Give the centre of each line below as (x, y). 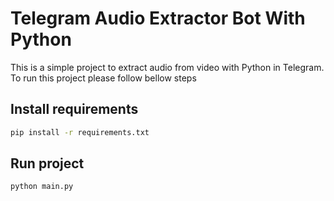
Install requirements (74, 109)
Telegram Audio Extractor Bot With (158, 18)
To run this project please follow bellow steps (103, 78)
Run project (47, 163)
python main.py (42, 187)
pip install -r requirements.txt (80, 132)
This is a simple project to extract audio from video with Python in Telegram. (167, 67)
